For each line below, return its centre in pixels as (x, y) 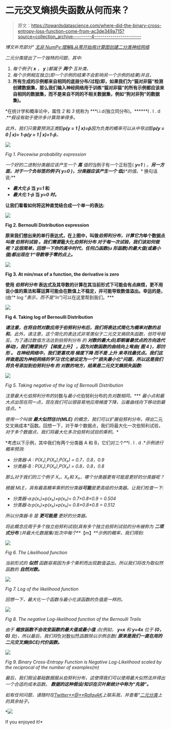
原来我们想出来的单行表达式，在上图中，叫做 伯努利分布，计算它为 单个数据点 (85, 235)
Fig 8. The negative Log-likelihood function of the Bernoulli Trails (73, 619)
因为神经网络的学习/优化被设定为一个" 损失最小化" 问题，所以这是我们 (91, 359)
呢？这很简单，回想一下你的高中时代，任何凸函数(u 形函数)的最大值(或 (79, 248)
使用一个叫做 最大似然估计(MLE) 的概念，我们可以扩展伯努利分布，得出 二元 (84, 419)
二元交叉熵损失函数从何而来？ (68, 10)
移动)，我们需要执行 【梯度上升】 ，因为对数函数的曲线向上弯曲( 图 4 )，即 (83, 346)
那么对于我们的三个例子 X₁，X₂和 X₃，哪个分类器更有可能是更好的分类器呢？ (85, 477)
